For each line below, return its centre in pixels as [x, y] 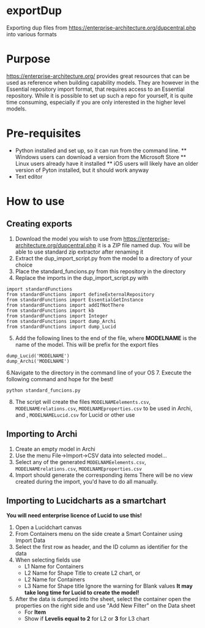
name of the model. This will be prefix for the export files [87, 344]
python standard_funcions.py [43, 390]
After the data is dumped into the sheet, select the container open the [103, 599]
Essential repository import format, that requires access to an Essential [95, 89]
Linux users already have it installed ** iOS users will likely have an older [107, 163]
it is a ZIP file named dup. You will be [144, 245]
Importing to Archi [42, 434]
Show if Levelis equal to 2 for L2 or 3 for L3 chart [87, 619]
